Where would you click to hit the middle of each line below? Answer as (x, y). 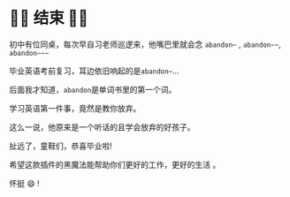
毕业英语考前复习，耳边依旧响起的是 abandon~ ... (94, 71)
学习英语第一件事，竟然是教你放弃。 (75, 108)
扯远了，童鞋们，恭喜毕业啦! (61, 146)
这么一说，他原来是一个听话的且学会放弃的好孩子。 (102, 127)
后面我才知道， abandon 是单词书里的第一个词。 (93, 89)
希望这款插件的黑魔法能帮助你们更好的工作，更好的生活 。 (115, 164)
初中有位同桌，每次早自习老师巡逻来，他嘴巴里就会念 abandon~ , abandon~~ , (145, 44)
